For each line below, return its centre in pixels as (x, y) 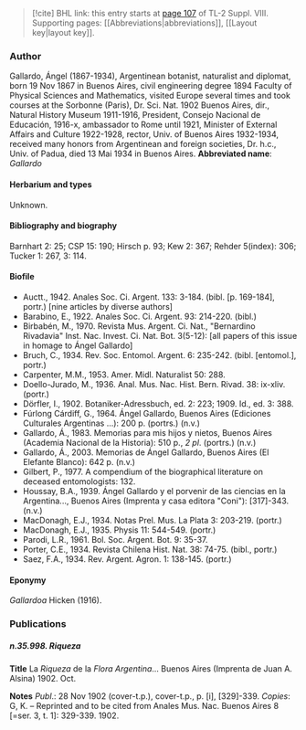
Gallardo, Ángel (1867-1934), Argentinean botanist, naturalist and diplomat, (150, 76)
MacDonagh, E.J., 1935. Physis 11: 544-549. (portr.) (119, 530)
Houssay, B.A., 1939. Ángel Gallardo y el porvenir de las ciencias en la (154, 491)
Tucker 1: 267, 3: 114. (48, 256)
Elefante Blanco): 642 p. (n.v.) (79, 461)
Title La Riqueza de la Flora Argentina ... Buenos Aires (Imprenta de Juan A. (151, 669)
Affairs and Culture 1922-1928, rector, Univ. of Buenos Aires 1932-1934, (144, 134)
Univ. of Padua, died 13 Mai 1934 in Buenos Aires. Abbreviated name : (141, 153)
